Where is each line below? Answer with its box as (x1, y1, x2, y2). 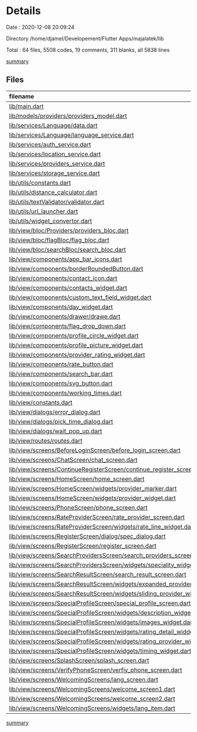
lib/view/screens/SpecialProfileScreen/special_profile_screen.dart (9, 599, 191, 607)
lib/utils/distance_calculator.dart (9, 188, 98, 196)
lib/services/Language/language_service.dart (9, 131, 134, 139)
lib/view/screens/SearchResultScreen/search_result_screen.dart (9, 570, 186, 579)
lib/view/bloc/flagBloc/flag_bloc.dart (9, 236, 110, 244)
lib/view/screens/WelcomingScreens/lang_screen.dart (9, 675, 158, 683)
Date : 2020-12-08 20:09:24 (6, 24, 75, 31)
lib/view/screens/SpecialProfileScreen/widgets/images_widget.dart (9, 618, 195, 626)
